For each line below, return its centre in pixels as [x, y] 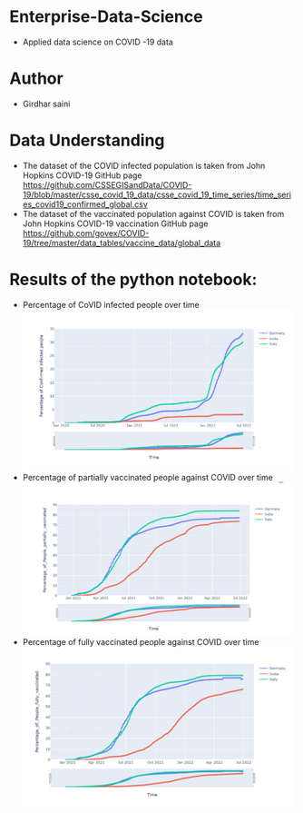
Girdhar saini [46, 104]
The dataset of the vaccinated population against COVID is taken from [153, 213]
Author [36, 79]
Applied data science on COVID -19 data [98, 42]
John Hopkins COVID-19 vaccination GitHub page [115, 223]
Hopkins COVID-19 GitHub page [82, 175]
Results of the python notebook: [133, 280]
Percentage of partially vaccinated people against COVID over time [148, 477]
